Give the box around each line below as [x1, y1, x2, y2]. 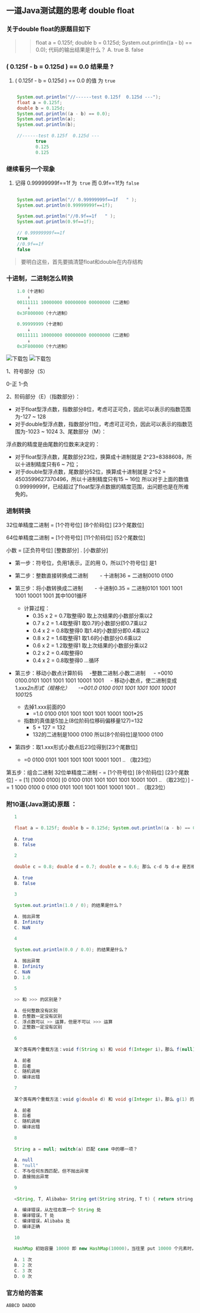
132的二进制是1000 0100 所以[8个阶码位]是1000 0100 [32, 731, 164, 738]
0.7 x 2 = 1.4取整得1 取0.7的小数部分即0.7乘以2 [32, 619, 148, 626]
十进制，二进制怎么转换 [6, 275, 73, 283]
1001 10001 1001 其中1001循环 [14, 592, 87, 599]
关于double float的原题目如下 [6, 25, 91, 33]
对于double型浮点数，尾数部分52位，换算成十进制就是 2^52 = [14, 468, 167, 475]
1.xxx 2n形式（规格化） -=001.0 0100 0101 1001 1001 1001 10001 [14, 684, 176, 691]
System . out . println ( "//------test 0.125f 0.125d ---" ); [17, 94, 161, 100]
